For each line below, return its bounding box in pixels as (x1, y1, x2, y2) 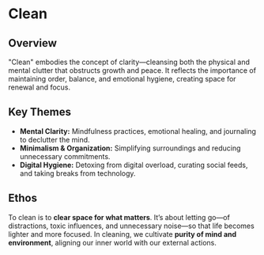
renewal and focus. (8, 82, 71, 92)
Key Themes (8, 105, 72, 119)
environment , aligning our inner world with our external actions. (8, 238, 217, 247)
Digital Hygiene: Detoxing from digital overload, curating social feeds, (19, 160, 248, 169)
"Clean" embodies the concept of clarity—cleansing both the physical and (8, 57, 251, 67)
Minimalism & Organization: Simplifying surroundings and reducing (19, 143, 241, 153)
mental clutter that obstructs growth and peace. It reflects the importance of (8, 66, 257, 75)
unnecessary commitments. (19, 151, 111, 161)
